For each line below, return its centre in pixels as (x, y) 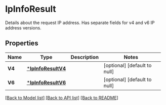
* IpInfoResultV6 (46, 82)
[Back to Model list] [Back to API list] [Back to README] (62, 98)
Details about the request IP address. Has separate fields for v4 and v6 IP (80, 23)
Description (85, 57)
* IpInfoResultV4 (46, 68)
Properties (22, 43)
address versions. (23, 27)
